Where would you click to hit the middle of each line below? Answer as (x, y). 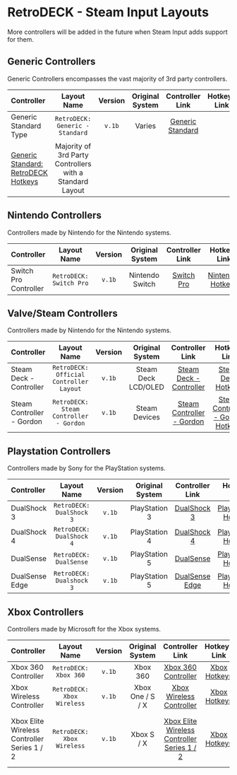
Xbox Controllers (45, 612)
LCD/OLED (147, 387)
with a (73, 173)
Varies (146, 126)
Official (71, 375)
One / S (142, 696)
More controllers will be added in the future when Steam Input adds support (117, 32)
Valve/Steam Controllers (62, 313)
